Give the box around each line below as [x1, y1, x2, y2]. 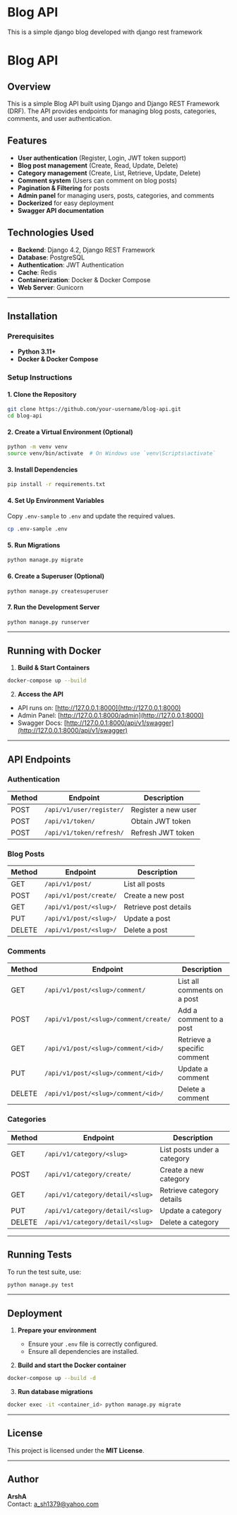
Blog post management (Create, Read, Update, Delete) [17, 161, 178, 170]
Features [7, 135, 47, 147]
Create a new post [123, 890, 185, 900]
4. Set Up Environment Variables [7, 496, 104, 504]
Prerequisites [7, 331, 54, 341]
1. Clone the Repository [7, 390, 77, 398]
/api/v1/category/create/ [44, 1170, 132, 1178]
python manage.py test [7, 1281, 74, 1288]
